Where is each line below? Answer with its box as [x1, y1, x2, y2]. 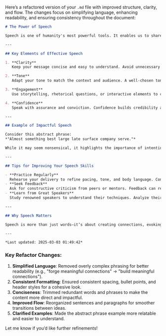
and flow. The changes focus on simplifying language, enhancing [5, 9, 138, 15]
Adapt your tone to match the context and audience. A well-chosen [11, 78, 154, 83]
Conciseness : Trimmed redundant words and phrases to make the [12, 289, 148, 295]
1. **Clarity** [5, 60, 37, 65]
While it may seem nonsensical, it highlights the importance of [5, 145, 142, 150]
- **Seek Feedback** [5, 182, 48, 187]
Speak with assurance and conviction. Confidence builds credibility [11, 105, 158, 110]
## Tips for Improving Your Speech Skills [5, 163, 94, 168]
